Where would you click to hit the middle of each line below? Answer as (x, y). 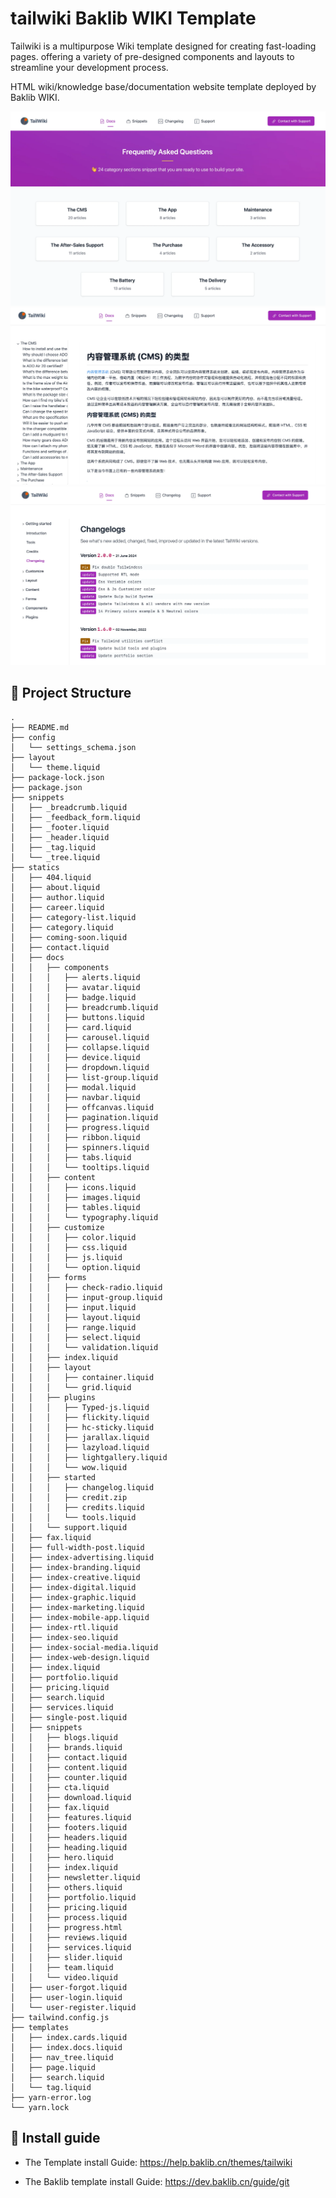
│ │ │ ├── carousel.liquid (80, 1037)
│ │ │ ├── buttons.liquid (77, 1017)
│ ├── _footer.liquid (60, 827)
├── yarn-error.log (51, 2097)
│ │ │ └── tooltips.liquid (80, 1167)
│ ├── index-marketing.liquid (77, 1607)
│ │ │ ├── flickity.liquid (80, 1417)
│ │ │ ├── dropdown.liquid (80, 1067)
